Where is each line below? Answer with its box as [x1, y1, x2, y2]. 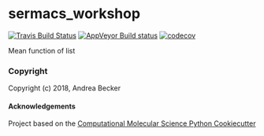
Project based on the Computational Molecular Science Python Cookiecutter [8, 119, 256, 128]
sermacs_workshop [8, 5, 140, 23]
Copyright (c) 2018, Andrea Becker [8, 83, 121, 93]
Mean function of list [8, 46, 76, 55]
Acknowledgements [8, 101, 76, 111]
